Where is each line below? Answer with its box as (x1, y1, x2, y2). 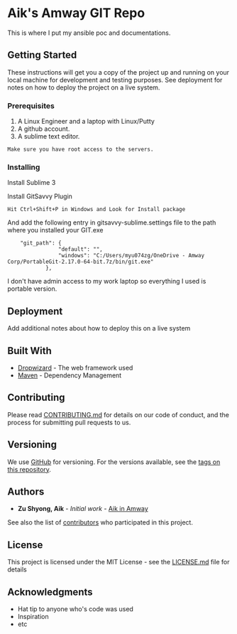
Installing (7, 162, 40, 172)
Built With (7, 345, 52, 357)
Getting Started (7, 49, 77, 61)
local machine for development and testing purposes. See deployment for (7, 75, 223, 84)
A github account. (17, 124, 70, 133)
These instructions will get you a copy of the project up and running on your (7, 68, 229, 76)
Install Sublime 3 (7, 178, 56, 187)
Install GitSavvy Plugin (7, 192, 73, 200)
